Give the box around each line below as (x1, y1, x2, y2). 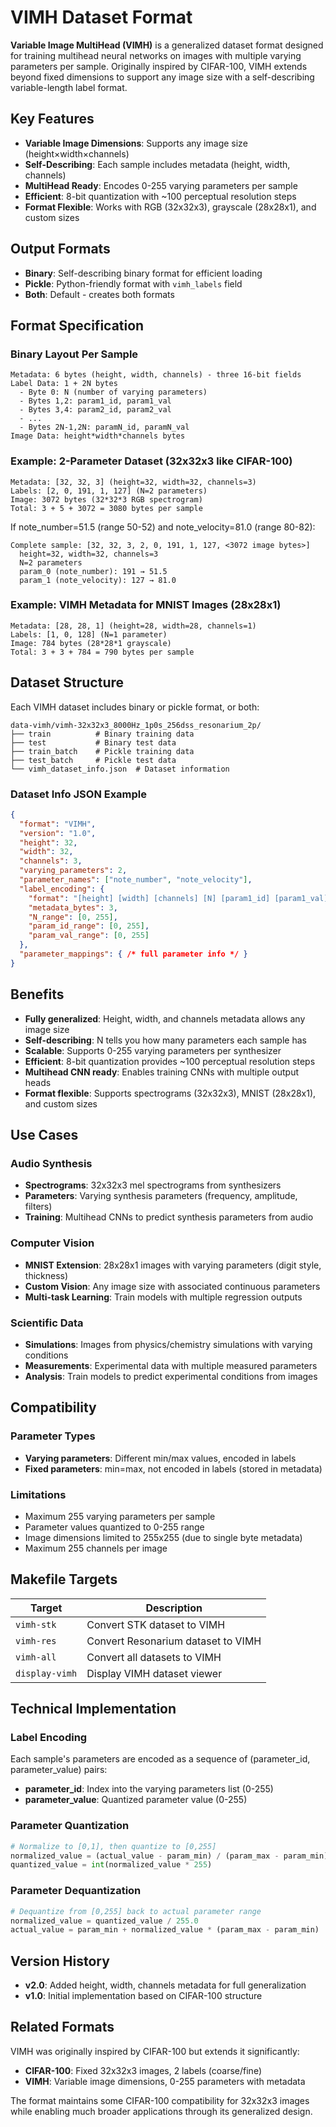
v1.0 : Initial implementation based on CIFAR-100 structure (24, 1990, 263, 2002)
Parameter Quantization (10, 1819, 130, 1833)
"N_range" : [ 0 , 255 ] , (28, 912, 118, 922)
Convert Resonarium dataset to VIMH (86, 1634, 262, 1648)
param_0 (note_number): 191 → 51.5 (19, 566, 168, 576)
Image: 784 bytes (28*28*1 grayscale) (10, 638, 172, 648)
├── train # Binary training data (10, 729, 195, 739)
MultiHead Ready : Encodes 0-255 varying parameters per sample (24, 179, 298, 191)
